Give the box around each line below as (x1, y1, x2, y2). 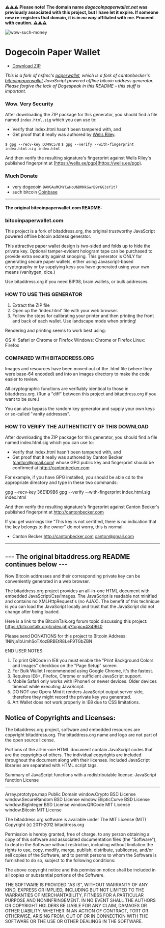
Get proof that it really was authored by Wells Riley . (12, 131, 116, 137)
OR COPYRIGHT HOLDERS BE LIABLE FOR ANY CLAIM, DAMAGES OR (5, 902, 147, 908)
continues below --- (5, 560, 68, 568)
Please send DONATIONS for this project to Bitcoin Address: (5, 633, 127, 639)
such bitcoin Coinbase (12, 189, 58, 195)
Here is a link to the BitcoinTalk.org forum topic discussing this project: (5, 618, 148, 624)
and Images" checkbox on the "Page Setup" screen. (12, 663, 118, 669)
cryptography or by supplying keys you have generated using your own (5, 264, 150, 270)
